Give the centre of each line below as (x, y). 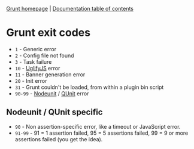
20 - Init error (31, 80)
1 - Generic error (36, 49)
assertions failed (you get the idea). (59, 139)
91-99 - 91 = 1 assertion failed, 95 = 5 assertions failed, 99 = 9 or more (101, 133)
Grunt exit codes (48, 33)
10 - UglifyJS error (37, 68)
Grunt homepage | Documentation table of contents (70, 9)
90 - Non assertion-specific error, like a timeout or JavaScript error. (98, 126)
